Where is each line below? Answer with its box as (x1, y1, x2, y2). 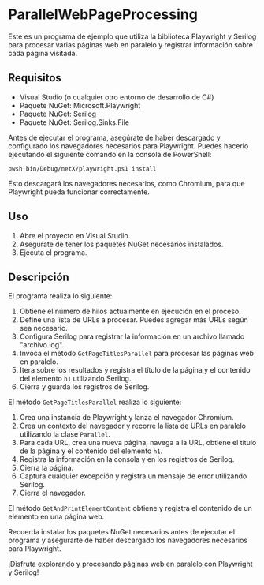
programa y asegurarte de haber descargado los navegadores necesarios (8, 535, 248, 546)
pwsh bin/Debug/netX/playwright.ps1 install (8, 164, 157, 173)
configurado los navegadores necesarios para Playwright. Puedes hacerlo (8, 141, 249, 151)
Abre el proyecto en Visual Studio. (19, 231, 131, 240)
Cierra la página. (19, 463, 74, 473)
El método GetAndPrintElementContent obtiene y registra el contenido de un (8, 504, 252, 513)
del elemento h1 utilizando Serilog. (19, 373, 132, 384)
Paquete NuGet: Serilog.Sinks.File (19, 117, 130, 127)
